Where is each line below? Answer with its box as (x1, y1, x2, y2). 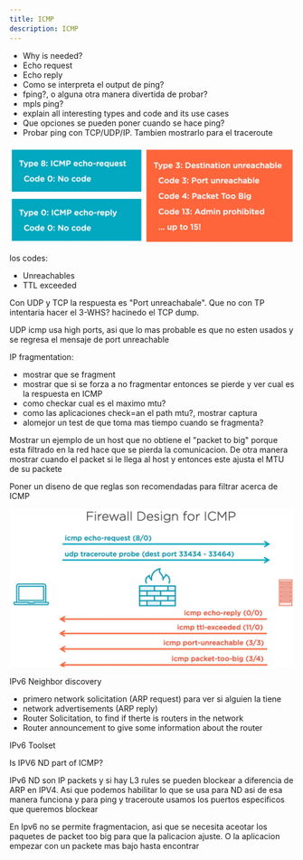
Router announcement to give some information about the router (22, 722, 263, 732)
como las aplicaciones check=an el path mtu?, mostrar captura (22, 408, 258, 419)
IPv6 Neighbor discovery (9, 676, 102, 686)
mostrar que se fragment (22, 369, 116, 380)
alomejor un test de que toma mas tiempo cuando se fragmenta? (22, 417, 264, 429)
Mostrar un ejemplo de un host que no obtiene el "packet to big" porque (9, 435, 279, 446)
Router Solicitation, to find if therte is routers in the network (22, 713, 244, 723)
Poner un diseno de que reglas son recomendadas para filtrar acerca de (9, 481, 279, 492)
